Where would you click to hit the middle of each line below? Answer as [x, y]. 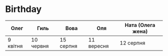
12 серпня [132, 42]
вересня [98, 46]
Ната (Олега [140, 25]
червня [40, 46]
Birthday [23, 9]
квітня [15, 46]
